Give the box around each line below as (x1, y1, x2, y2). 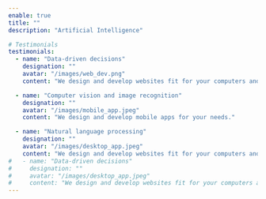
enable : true (8, 11, 51, 20)
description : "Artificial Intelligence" (8, 26, 144, 34)
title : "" (8, 19, 41, 27)
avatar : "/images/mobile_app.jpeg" (22, 106, 140, 115)
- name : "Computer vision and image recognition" (15, 92, 182, 99)
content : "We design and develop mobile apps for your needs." (22, 114, 236, 122)
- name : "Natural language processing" (15, 128, 147, 136)
